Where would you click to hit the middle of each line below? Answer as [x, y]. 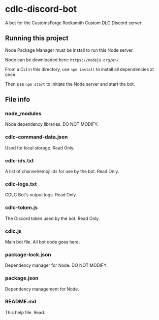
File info [18, 100]
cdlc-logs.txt [21, 184]
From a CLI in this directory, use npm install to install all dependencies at [79, 69]
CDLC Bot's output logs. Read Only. [41, 195]
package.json [22, 278]
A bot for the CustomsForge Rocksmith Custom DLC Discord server [73, 23]
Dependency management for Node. [42, 289]
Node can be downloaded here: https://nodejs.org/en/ [62, 60]
